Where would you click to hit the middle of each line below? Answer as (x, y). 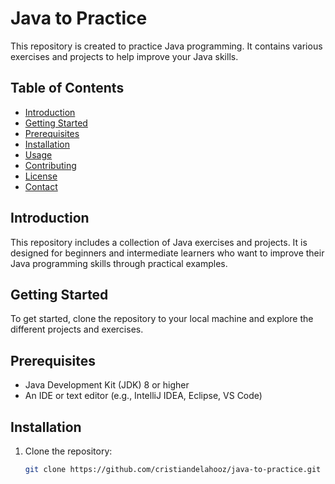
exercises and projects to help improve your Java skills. (124, 56)
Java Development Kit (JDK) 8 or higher (107, 385)
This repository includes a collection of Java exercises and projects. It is (159, 242)
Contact (41, 186)
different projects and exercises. (77, 329)
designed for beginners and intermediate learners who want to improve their (167, 253)
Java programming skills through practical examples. (119, 263)
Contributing (50, 165)
